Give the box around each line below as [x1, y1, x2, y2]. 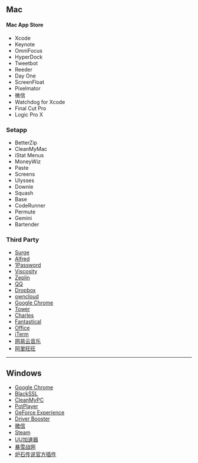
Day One [14, 72, 37, 79]
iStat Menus [14, 151, 44, 158]
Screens [14, 170, 35, 177]
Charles [14, 312, 34, 319]
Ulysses [14, 177, 34, 184]
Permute [14, 208, 36, 215]
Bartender [14, 221, 39, 228]
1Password [14, 261, 41, 268]
